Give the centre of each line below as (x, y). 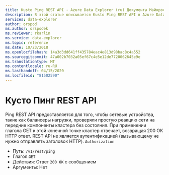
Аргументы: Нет (30, 167)
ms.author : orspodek (27, 29)
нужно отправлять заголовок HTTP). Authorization (60, 141)
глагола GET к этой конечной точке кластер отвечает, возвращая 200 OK (84, 130)
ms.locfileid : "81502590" (32, 76)
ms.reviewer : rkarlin (28, 33)
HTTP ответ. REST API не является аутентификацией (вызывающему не (82, 136)
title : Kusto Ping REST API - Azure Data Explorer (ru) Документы (76, 10)
